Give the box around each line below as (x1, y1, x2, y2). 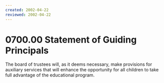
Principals (5, 45, 49, 56)
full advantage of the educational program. (5, 72, 95, 78)
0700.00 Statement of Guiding (5, 34, 137, 46)
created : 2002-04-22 (5, 7, 49, 13)
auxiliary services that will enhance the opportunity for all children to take (5, 67, 159, 73)
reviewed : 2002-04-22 (5, 12, 51, 17)
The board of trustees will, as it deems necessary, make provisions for (5, 61, 152, 67)
